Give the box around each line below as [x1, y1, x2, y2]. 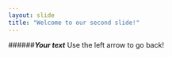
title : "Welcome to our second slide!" [8, 19, 140, 27]
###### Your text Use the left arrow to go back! [8, 40, 165, 49]
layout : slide [8, 11, 55, 20]
